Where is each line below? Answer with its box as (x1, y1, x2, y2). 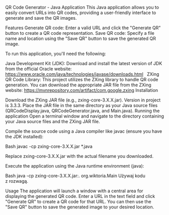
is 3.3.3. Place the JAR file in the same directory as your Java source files (5, 102, 158, 108)
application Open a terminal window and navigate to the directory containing (5, 113, 164, 119)
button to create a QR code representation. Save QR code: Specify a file (5, 30, 155, 36)
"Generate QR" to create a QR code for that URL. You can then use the (5, 199, 151, 204)
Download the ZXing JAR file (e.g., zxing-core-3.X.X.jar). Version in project (5, 97, 161, 103)
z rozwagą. (5, 178, 29, 184)
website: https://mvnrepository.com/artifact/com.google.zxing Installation (5, 87, 158, 93)
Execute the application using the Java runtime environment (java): (5, 163, 145, 169)
